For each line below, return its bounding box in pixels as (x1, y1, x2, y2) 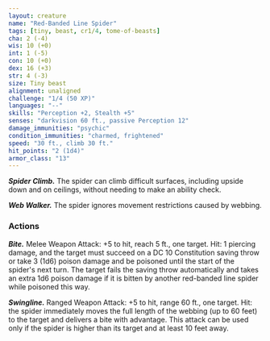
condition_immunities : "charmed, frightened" (8, 131, 164, 139)
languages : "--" (8, 102, 63, 110)
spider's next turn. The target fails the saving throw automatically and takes (8, 264, 260, 274)
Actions (8, 221, 40, 232)
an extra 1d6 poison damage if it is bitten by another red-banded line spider (8, 273, 260, 283)
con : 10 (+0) (8, 57, 52, 65)
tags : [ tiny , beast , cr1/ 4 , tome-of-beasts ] (8, 27, 160, 35)
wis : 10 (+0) (8, 42, 52, 50)
